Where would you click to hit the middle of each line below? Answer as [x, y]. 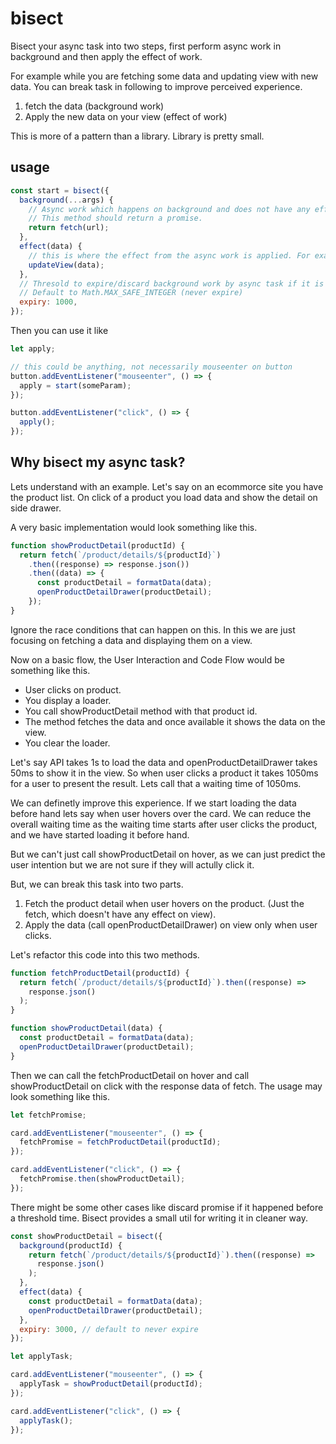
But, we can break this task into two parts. [97, 884]
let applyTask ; [42, 1357]
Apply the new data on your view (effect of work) [126, 116]
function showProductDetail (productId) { [98, 545]
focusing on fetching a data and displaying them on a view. [131, 640]
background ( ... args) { [66, 200]
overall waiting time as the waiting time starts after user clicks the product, [164, 824]
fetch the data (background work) [94, 106]
